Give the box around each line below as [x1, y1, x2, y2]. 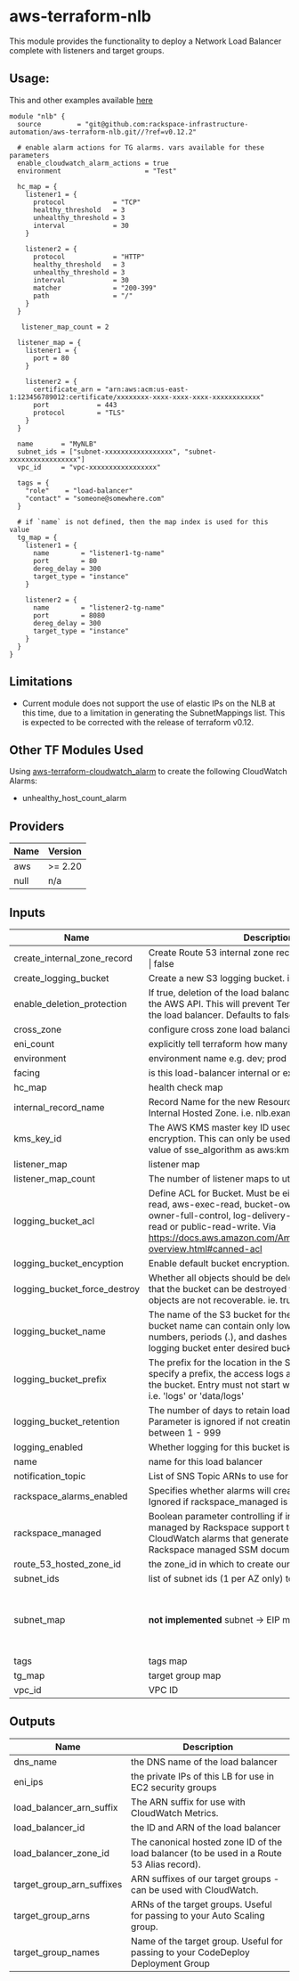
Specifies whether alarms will [148, 1485, 271, 1496]
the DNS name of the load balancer [130, 1756, 278, 1768]
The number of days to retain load [148, 1404, 291, 1416]
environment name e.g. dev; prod [148, 1052, 287, 1064]
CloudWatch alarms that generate [148, 1533, 289, 1544]
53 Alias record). [130, 1858, 202, 1870]
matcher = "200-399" [32, 283, 158, 292]
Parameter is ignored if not [148, 1415, 260, 1428]
